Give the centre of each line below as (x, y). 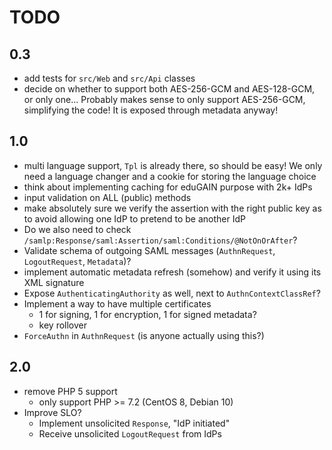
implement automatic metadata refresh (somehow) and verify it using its (172, 272)
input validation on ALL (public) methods (107, 197)
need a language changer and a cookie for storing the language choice (170, 176)
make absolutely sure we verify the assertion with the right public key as (172, 208)
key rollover (63, 325)
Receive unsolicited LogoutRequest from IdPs (130, 433)
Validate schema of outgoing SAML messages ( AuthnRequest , (149, 250)
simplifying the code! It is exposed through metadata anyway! (151, 110)
